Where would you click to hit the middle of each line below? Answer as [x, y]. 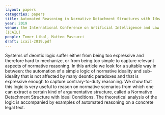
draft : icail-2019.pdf [28, 42]
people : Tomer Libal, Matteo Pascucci [45, 37]
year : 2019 [16, 23]
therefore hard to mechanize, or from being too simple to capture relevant [80, 60]
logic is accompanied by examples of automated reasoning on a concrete [79, 102]
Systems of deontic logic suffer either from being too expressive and [74, 55]
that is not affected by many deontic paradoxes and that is [80, 76]
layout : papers [21, 10]
